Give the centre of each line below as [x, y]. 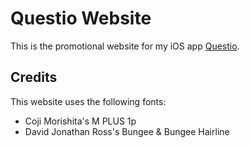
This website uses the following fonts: [88, 101]
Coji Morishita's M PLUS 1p [80, 121]
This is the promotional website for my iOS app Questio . [125, 46]
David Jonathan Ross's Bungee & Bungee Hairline [127, 131]
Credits [34, 77]
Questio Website [81, 18]
